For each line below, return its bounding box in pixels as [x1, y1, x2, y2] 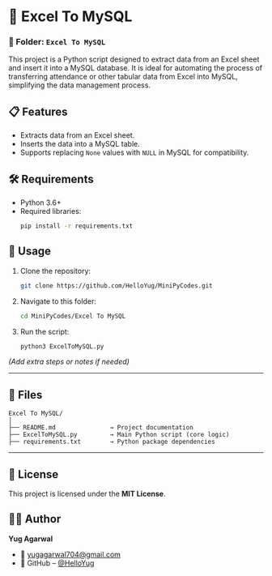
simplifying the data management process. [8, 80, 151, 90]
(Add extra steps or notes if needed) [8, 356, 130, 367]
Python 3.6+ [19, 198, 62, 207]
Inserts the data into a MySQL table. [19, 139, 140, 149]
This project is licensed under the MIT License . [8, 489, 166, 499]
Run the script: [19, 326, 70, 336]
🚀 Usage [8, 245, 51, 258]
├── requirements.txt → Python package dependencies [8, 437, 216, 446]
